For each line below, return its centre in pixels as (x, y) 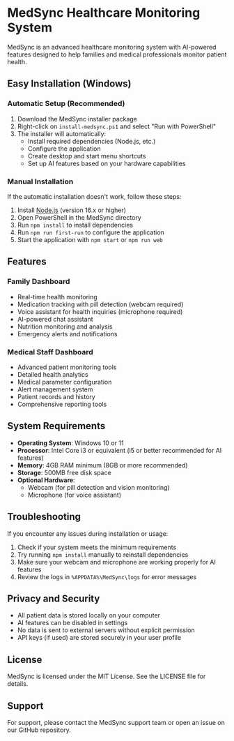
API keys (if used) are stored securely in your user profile (99, 638)
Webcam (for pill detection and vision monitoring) (99, 487)
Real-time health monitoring (57, 297)
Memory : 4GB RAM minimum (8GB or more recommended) (102, 465)
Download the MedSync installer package (77, 119)
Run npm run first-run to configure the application (91, 232)
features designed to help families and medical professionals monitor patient (117, 54)
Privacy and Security (54, 598)
